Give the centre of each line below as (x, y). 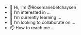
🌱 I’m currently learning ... (35, 17)
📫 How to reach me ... (32, 28)
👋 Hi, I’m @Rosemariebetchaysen (43, 7)
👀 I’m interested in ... (30, 12)
